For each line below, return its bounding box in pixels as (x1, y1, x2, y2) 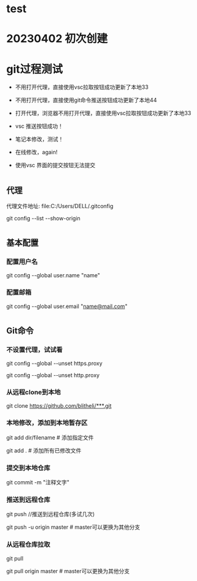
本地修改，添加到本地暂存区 (6, 419, 88, 427)
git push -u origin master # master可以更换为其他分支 (6, 523, 140, 531)
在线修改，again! (15, 149, 58, 156)
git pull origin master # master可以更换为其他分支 (6, 567, 130, 574)
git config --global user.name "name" (6, 272, 101, 279)
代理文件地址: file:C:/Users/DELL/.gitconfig (6, 202, 114, 209)
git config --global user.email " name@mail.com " (6, 302, 128, 310)
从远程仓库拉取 (6, 541, 51, 549)
